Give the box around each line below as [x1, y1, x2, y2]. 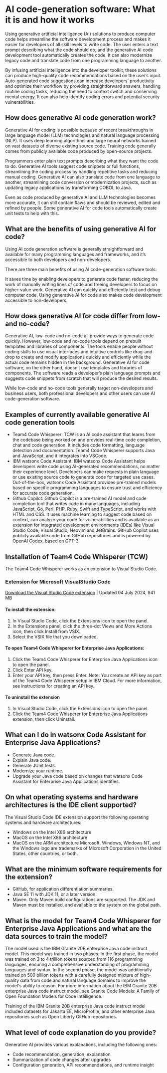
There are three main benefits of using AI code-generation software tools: [5, 266, 157, 272]
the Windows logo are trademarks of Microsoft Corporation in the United [12, 845, 162, 851]
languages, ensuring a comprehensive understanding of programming [5, 961, 149, 968]
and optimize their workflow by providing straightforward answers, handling [5, 83, 161, 89]
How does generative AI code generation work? [5, 114, 156, 122]
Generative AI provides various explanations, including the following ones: [5, 1041, 158, 1047]
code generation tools [5, 418, 75, 426]
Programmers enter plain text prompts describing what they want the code [5, 158, 159, 164]
